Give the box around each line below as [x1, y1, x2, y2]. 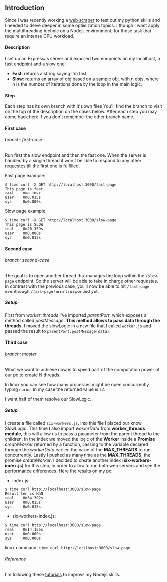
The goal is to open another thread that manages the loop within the [5, 272, 145, 278]
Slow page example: [5, 208, 47, 214]
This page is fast [5, 187, 43, 192]
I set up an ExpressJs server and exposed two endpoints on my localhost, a [5, 56, 160, 62]
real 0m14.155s [5, 527, 43, 532]
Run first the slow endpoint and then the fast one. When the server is [5, 152, 147, 158]
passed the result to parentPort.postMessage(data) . [5, 328, 111, 334]
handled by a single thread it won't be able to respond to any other [5, 158, 142, 164]
